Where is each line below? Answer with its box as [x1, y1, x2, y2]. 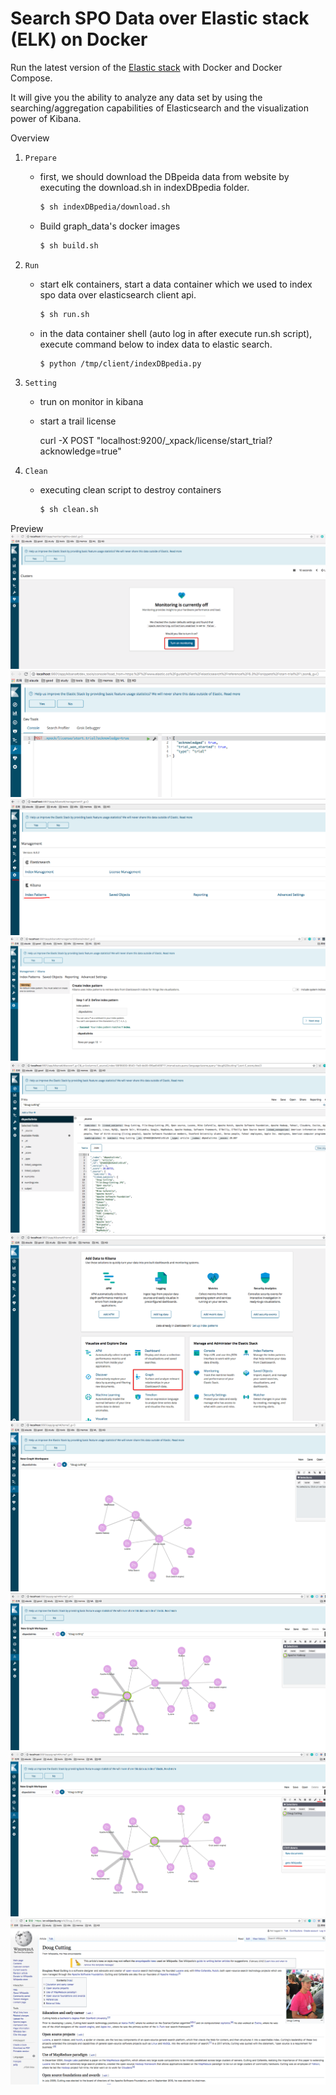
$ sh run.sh [39, 309, 90, 319]
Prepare [24, 153, 57, 163]
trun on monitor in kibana [39, 396, 144, 408]
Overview [10, 132, 50, 144]
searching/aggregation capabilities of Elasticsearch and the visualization [10, 102, 309, 114]
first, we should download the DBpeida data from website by [39, 170, 290, 182]
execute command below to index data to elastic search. [39, 338, 273, 350]
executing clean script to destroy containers [39, 484, 222, 496]
